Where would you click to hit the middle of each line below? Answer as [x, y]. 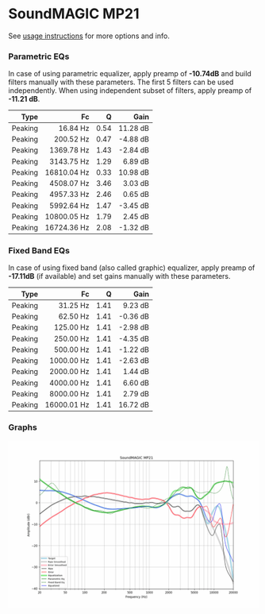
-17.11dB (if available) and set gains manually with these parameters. [120, 276]
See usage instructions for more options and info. [89, 36]
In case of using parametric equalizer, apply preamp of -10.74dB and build [130, 74]
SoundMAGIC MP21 [74, 14]
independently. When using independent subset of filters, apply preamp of [130, 91]
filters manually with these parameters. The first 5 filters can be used [121, 82]
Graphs [23, 427]
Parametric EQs [39, 56]
